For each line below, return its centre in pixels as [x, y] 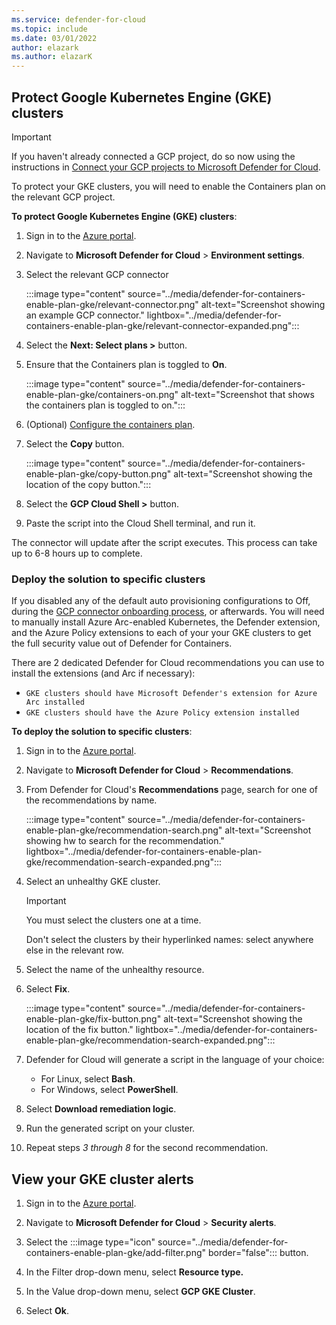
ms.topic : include [49, 29]
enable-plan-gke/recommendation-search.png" [124, 830]
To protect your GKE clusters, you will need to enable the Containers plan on [168, 186]
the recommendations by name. [91, 800]
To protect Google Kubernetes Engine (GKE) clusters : [124, 216]
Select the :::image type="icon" [90, 1242]
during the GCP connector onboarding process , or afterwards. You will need [168, 612]
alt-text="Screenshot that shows [247, 394]
